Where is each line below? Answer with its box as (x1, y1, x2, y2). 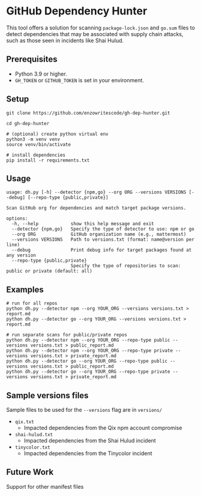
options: (6, 216, 28, 222)
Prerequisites (6, 54, 58, 64)
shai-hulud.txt (14, 432, 53, 438)
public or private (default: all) (6, 268, 93, 274)
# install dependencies (6, 152, 66, 158)
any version (6, 252, 36, 259)
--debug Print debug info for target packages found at (11, 247, 192, 253)
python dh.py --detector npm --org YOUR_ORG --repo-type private (6, 348, 173, 354)
